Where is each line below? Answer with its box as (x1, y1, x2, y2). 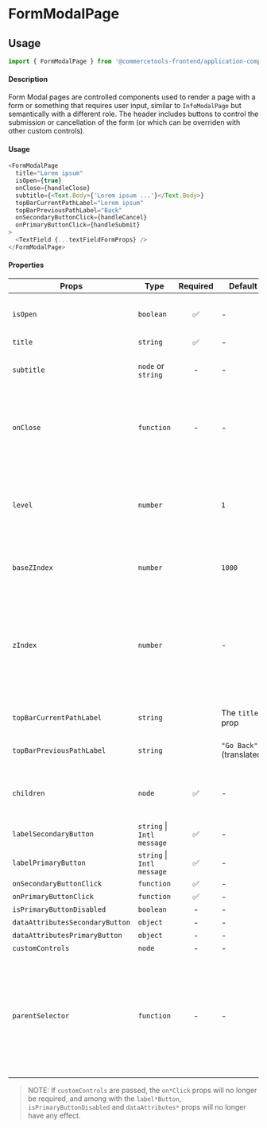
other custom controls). (8, 126, 85, 136)
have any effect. (27, 1111, 81, 1120)
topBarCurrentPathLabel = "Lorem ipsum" (15, 199, 145, 207)
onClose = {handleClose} (15, 184, 91, 192)
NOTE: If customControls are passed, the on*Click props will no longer (27, 1085, 257, 1095)
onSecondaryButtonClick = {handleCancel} (15, 214, 148, 222)
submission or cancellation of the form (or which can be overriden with (8, 118, 241, 127)
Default (229, 280, 258, 291)
